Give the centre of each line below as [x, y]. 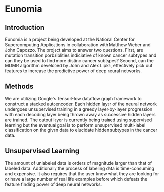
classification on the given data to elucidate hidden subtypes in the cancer [81, 130]
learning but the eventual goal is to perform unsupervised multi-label [75, 125]
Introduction [25, 28]
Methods [19, 87]
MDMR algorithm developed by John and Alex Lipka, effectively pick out [79, 66]
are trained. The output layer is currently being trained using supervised [79, 120]
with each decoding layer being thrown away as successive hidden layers [80, 114]
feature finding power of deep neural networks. [54, 184]
